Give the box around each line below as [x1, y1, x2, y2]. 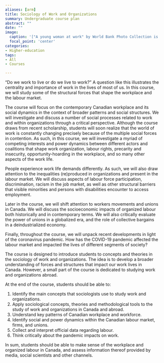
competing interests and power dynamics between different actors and [5, 141, 148, 147]
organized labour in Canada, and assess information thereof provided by [5, 347, 151, 353]
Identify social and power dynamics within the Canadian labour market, [12, 317, 155, 323]
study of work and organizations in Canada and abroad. [12, 306, 124, 313]
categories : [5, 43, 29, 48]
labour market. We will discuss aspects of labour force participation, [5, 176, 143, 182]
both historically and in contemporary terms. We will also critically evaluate [5, 212, 156, 217]
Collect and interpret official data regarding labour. [12, 327, 114, 333]
